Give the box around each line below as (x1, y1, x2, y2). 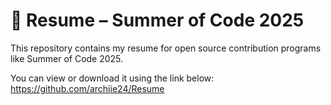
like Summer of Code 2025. (10, 52, 124, 64)
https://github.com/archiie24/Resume (10, 82, 165, 94)
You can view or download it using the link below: (10, 72, 215, 84)
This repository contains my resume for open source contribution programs (10, 42, 322, 54)
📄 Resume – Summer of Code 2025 (10, 9, 305, 32)
